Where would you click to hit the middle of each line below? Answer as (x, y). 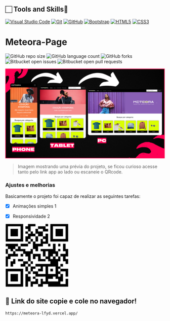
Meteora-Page (36, 42)
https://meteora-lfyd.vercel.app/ (42, 313)
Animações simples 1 (34, 206)
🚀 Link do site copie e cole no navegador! (71, 301)
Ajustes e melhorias (30, 185)
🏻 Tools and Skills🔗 (37, 9)
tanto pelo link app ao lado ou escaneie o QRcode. (70, 172)
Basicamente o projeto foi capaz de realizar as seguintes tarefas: (73, 196)
